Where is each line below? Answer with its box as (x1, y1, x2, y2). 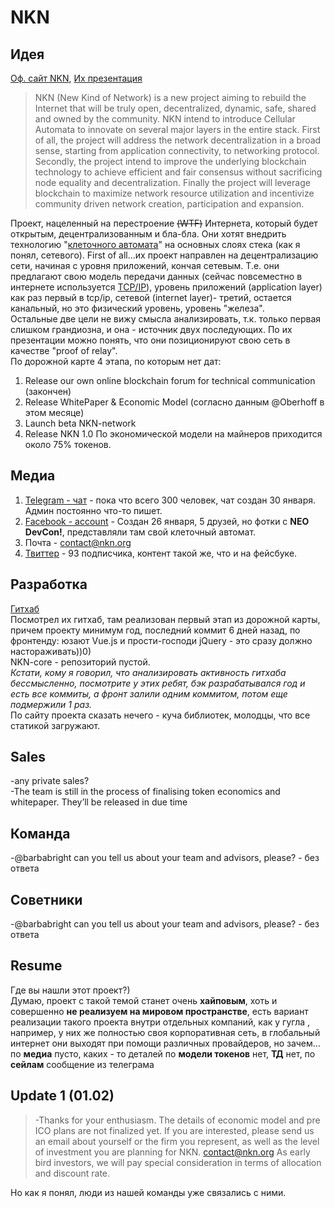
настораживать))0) (10, 645, 92, 657)
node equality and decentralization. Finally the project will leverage (34, 177, 311, 188)
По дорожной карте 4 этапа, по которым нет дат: (10, 356, 222, 367)
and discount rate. (34, 1167, 111, 1179)
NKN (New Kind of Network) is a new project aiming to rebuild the (34, 92, 307, 103)
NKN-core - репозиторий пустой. (10, 656, 151, 668)
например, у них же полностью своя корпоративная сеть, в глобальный (10, 1026, 321, 1038)
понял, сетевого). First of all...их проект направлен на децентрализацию (10, 249, 319, 261)
